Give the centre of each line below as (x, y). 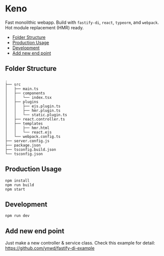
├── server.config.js (27, 141)
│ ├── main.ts (22, 89)
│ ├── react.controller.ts (35, 119)
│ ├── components (25, 93)
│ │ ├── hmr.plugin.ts (33, 110)
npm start (15, 189)
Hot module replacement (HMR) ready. (44, 27)
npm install (17, 181)
